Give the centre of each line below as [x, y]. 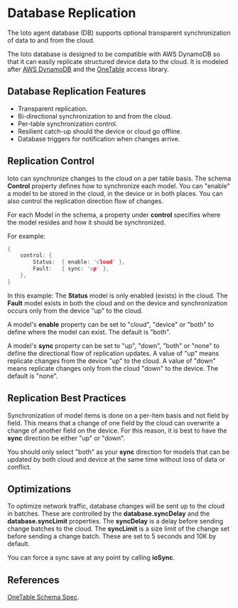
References [33, 580]
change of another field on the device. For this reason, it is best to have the [117, 430]
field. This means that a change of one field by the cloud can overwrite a [114, 423]
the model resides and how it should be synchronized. [87, 222]
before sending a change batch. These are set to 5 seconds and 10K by [112, 536]
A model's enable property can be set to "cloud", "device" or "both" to [111, 324]
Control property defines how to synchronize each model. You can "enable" [119, 185]
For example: [27, 236]
